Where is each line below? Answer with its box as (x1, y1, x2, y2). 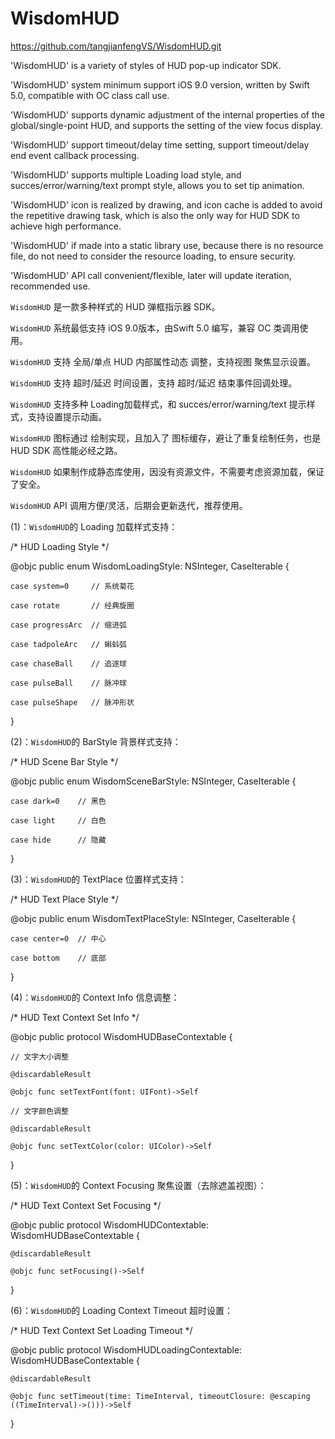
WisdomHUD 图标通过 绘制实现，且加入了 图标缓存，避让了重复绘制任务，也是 (10, 432, 322, 444)
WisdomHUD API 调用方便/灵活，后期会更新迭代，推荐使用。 (10, 499, 248, 511)
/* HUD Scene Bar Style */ (10, 755, 118, 767)
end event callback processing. (10, 149, 140, 161)
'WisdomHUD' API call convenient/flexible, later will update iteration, (10, 269, 292, 281)
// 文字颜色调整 (10, 1106, 69, 1116)
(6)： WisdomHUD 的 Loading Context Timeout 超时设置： (10, 1304, 234, 1316)
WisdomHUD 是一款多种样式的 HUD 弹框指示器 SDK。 (10, 300, 221, 312)
